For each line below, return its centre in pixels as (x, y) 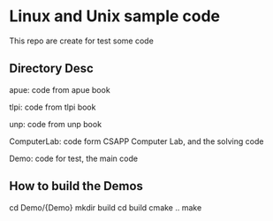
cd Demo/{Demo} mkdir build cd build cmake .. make (106, 207)
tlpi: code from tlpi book (53, 107)
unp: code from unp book (56, 124)
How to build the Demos (76, 186)
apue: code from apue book (60, 89)
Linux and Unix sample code (115, 16)
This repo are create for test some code (82, 41)
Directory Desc (52, 69)
